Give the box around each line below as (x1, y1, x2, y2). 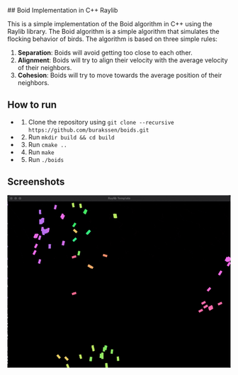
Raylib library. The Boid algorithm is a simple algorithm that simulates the (7, 28, 220, 35)
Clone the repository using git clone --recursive (28, 117, 175, 126)
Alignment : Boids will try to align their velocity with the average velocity (17, 56, 228, 64)
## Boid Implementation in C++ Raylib (7, 6, 118, 14)
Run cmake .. (28, 140, 67, 149)
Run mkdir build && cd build (28, 132, 115, 141)
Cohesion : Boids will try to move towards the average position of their (17, 71, 222, 79)
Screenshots (7, 176, 65, 188)
